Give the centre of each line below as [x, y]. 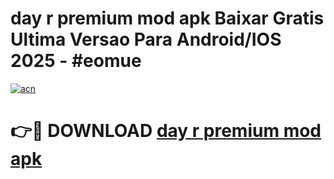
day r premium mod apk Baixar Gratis [167, 18]
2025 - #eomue [76, 61]
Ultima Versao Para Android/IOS [146, 39]
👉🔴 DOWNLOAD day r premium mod [166, 131]
